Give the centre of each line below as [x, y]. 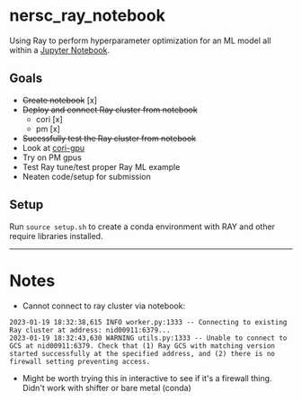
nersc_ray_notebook [88, 16]
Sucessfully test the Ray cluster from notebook [109, 138]
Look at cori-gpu [53, 147]
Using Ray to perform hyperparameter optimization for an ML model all [140, 40]
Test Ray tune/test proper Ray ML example [101, 166]
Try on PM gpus [52, 157]
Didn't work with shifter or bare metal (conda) [107, 388]
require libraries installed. [56, 236]
